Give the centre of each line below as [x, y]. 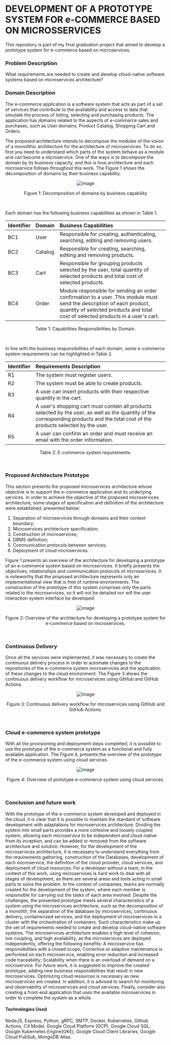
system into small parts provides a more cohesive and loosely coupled [79, 830]
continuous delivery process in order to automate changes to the [73, 663]
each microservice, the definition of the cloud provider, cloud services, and [84, 862]
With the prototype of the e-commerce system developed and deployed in [83, 814]
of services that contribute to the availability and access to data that [77, 109]
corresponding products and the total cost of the [93, 419]
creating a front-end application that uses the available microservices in [81, 992]
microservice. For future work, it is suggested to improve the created [77, 965]
